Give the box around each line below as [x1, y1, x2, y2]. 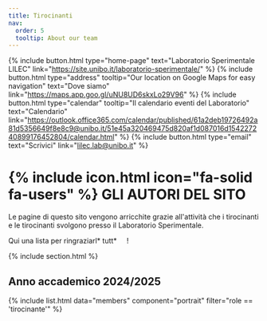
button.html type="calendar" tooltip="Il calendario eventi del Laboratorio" [8, 98, 249, 108]
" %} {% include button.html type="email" [114, 133, 253, 142]
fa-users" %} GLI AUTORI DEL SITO [8, 185, 246, 204]
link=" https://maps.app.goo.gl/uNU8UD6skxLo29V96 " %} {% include [8, 89, 237, 100]
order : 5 [15, 26, 45, 34]
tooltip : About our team [15, 34, 98, 42]
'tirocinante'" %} [8, 304, 63, 314]
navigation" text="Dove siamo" [8, 81, 110, 91]
